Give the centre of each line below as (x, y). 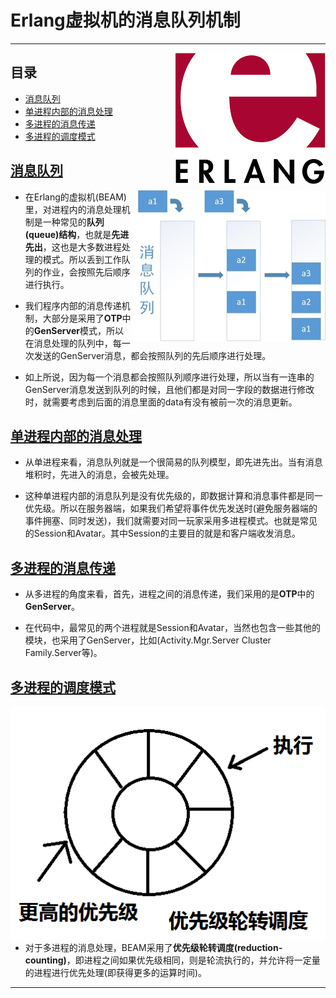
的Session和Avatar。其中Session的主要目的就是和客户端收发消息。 (162, 533)
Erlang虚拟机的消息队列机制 (125, 20)
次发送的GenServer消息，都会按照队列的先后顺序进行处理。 (148, 355)
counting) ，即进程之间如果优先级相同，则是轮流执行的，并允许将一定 (168, 960)
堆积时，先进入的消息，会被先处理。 (99, 475)
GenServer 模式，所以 (78, 330)
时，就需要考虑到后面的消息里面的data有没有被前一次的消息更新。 (161, 402)
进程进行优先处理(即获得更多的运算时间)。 (120, 972)
